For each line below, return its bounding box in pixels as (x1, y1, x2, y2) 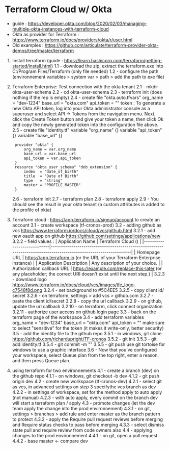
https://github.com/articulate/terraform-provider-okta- (44, 42, 159, 48)
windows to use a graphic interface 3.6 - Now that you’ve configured (12, 346, 157, 353)
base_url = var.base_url (23, 151, 77, 156)
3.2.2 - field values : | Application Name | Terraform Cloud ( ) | (12, 238, 141, 244)
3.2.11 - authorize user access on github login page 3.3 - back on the (12, 309, 156, 315)
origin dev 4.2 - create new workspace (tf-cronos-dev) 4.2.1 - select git (12, 378, 162, 384)
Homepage (136, 249, 160, 255)
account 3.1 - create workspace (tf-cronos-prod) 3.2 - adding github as (12, 222, 162, 228)
